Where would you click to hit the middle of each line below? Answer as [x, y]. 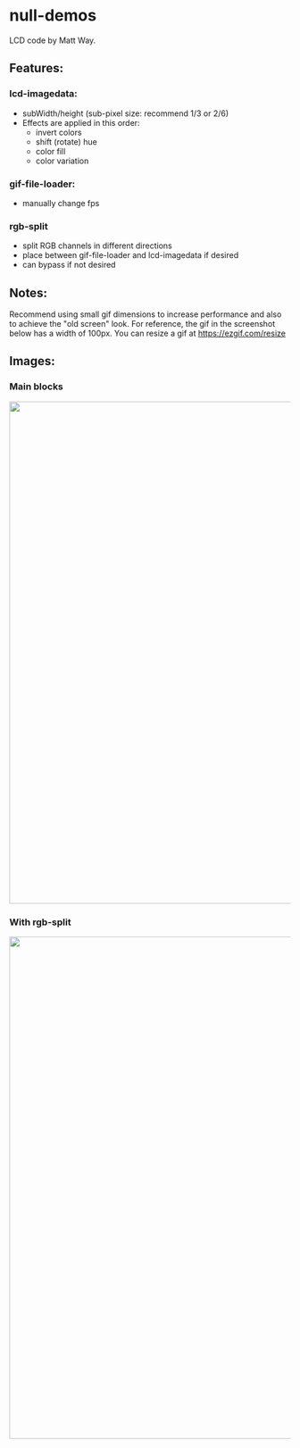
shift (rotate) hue [67, 141]
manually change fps [61, 203]
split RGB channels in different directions [97, 245]
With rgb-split [40, 922]
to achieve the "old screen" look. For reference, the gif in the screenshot [142, 324]
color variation [62, 161]
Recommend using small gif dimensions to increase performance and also [146, 314]
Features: [37, 68]
